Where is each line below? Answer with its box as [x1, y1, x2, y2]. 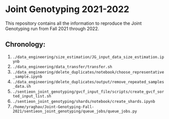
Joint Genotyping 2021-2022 [5, 4, 130, 15]
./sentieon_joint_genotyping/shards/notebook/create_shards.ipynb [12, 99, 155, 104]
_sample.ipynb [12, 74, 42, 79]
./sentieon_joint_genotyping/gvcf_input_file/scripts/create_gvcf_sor [12, 89, 164, 94]
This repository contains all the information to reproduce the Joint [5, 20, 142, 26]
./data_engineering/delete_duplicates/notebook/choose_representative [12, 70, 164, 75]
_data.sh [12, 84, 31, 89]
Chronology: [5, 40, 45, 49]
